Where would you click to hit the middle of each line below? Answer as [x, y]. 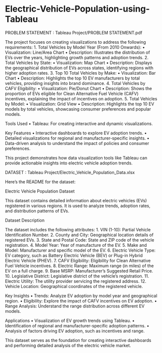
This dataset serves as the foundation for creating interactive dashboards [78, 340]
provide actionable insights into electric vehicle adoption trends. [69, 163]
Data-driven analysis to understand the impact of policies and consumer [77, 143]
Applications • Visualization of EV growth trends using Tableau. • [70, 321]
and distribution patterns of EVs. [37, 211]
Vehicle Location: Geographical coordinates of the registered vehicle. [74, 286]
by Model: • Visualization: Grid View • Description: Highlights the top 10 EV [80, 104]
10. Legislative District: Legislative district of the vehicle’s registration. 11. [77, 276]
